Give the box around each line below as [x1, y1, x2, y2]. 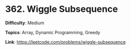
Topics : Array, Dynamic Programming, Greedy [5, 29, 100, 35]
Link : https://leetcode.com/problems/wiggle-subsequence [5, 39, 126, 45]
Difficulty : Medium [5, 20, 44, 26]
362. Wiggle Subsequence [5, 3, 118, 15]
